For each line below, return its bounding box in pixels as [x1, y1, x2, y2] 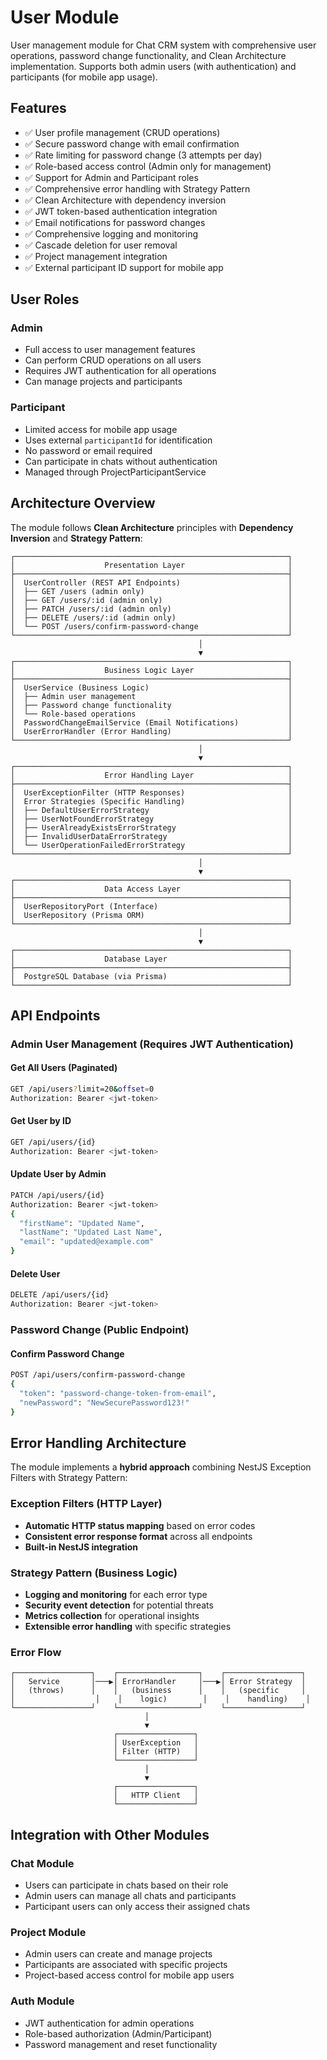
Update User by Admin [10, 1168, 107, 1180]
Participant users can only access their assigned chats [24, 1900, 251, 1912]
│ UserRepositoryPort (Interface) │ [10, 901, 293, 911]
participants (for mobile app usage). [10, 71, 158, 83]
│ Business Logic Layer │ [10, 665, 293, 675]
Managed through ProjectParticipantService [24, 466, 207, 478]
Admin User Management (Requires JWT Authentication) [10, 1037, 295, 1051]
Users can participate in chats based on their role [24, 1879, 229, 1891]
